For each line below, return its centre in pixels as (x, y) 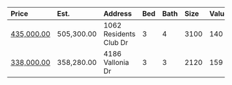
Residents (119, 34)
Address (118, 13)
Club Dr (116, 42)
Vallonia (116, 63)
